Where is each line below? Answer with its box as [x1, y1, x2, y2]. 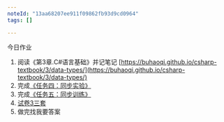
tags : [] [7, 17, 33, 24]
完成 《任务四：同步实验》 [17, 81, 91, 89]
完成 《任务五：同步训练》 [17, 90, 91, 98]
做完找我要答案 [17, 107, 61, 116]
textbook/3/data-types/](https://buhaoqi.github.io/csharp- [17, 66, 186, 74]
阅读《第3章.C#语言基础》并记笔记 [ [17, 57, 121, 66]
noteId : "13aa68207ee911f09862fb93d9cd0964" [7, 10, 139, 17]
